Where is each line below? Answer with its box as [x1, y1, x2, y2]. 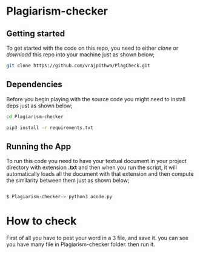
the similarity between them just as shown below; [6, 177, 130, 184]
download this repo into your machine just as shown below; [6, 51, 155, 58]
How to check [6, 214, 77, 228]
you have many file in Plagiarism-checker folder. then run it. [6, 241, 156, 248]
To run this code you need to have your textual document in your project [6, 158, 187, 165]
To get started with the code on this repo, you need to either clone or [6, 44, 179, 52]
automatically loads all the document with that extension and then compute [6, 170, 194, 178]
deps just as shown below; [6, 102, 73, 109]
